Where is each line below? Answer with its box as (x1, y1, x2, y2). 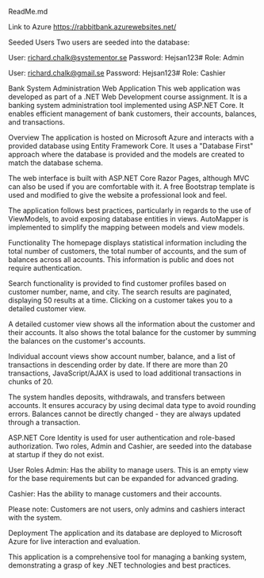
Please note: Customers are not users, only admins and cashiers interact (8, 504, 246, 514)
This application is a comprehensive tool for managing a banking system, (8, 552, 247, 561)
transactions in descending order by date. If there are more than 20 (8, 360, 228, 369)
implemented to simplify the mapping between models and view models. (8, 222, 245, 232)
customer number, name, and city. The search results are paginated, (8, 287, 232, 296)
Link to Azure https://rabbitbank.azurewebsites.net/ (8, 22, 177, 31)
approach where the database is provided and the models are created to (8, 150, 245, 159)
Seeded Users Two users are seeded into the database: (8, 37, 190, 47)
